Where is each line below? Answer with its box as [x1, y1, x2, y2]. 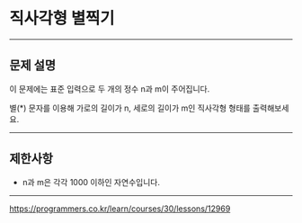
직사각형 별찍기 [9, 8, 115, 29]
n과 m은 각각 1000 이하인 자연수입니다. [22, 176, 160, 187]
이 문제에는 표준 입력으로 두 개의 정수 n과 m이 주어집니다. [9, 83, 210, 94]
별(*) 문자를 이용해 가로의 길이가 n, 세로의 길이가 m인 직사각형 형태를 [9, 103, 251, 113]
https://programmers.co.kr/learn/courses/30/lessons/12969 [9, 203, 231, 214]
